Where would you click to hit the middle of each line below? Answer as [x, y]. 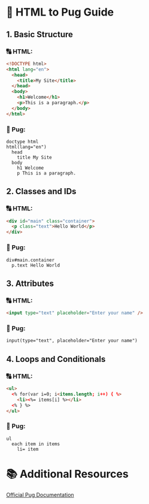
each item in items [36, 444]
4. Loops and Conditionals [56, 359]
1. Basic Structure [39, 34]
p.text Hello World [36, 265]
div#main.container [31, 260]
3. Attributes [30, 283]
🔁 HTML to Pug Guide [60, 12]
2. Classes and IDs [41, 191]
